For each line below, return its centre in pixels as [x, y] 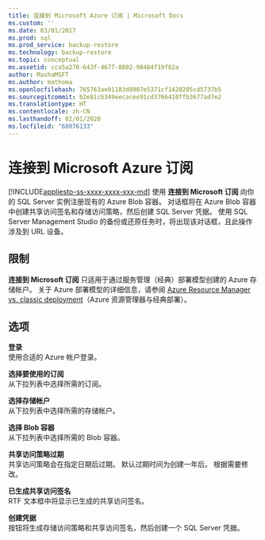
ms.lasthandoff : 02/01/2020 [55, 119]
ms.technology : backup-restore [60, 52]
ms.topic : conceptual [44, 60]
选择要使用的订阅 [36, 374]
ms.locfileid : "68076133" [51, 126]
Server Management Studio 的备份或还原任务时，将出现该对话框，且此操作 [131, 221]
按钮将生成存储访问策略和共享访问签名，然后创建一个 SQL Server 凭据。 [126, 528]
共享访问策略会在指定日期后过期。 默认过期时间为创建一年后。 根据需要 [125, 465]
